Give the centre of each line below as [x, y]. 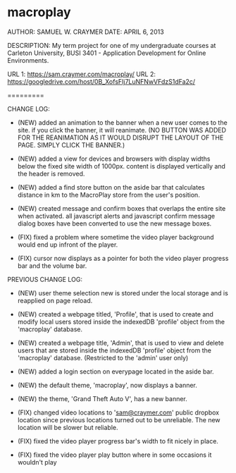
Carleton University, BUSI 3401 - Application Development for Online [107, 53]
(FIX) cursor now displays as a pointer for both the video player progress [123, 258]
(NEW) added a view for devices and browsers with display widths [114, 159]
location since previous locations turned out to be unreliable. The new [119, 419]
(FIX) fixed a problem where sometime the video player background [116, 237]
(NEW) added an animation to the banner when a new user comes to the [122, 122]
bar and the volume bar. [52, 266]
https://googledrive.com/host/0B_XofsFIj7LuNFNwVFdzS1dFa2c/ [101, 81]
